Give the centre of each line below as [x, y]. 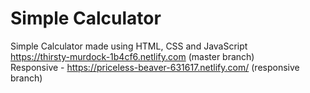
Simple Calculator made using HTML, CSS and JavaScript [129, 46]
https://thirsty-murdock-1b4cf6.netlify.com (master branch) [132, 56]
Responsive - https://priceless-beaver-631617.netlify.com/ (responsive [155, 67]
